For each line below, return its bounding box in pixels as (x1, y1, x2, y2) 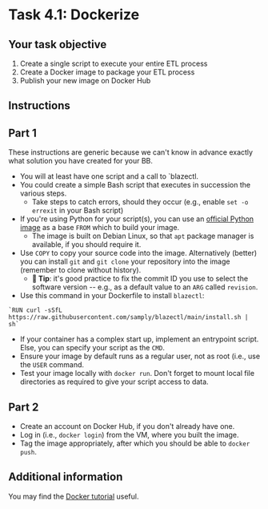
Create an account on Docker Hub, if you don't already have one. (19, 422, 235, 431)
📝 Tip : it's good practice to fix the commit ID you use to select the (31, 274, 249, 284)
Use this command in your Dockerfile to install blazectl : (19, 291, 205, 301)
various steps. (19, 188, 67, 198)
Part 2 (8, 400, 39, 414)
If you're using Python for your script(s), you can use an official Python (19, 214, 254, 224)
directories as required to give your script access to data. (19, 377, 210, 386)
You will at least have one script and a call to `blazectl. (19, 172, 198, 181)
